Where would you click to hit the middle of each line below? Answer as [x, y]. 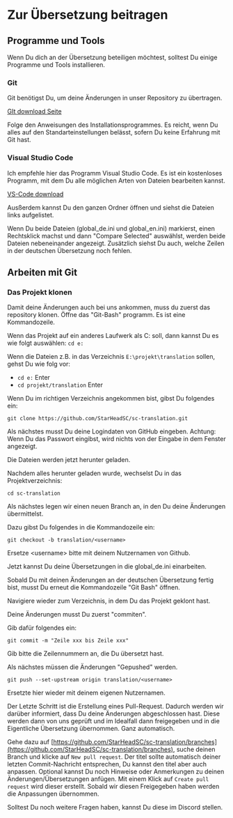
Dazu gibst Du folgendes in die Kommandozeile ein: [81, 527]
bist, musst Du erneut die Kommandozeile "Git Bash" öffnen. [94, 587]
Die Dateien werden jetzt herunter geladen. [69, 460]
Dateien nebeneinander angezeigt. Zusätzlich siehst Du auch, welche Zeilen [116, 243]
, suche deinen [194, 750]
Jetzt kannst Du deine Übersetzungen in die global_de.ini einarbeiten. [107, 566]
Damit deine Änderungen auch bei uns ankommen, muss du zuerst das [109, 307]
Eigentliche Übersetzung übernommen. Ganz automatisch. [91, 729]
